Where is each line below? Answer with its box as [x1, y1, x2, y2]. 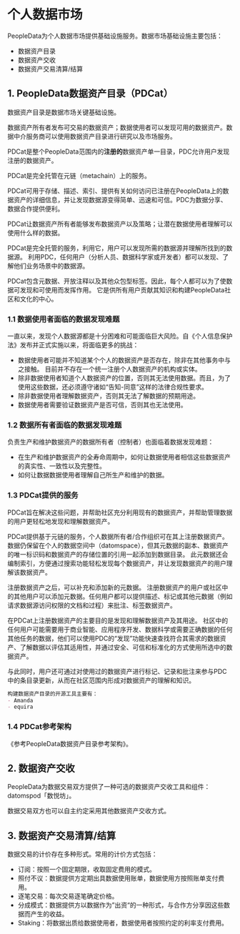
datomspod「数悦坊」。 [7, 791, 76, 800]
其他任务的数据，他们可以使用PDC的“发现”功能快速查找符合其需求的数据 [7, 634, 220, 642]
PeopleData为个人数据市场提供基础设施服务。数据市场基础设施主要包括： [7, 31, 224, 40]
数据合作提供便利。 [7, 204, 64, 213]
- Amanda [7, 697, 34, 704]
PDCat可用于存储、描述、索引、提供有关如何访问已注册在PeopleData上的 [7, 187, 223, 195]
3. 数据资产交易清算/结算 [7, 830, 116, 842]
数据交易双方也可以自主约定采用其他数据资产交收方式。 [7, 807, 170, 815]
